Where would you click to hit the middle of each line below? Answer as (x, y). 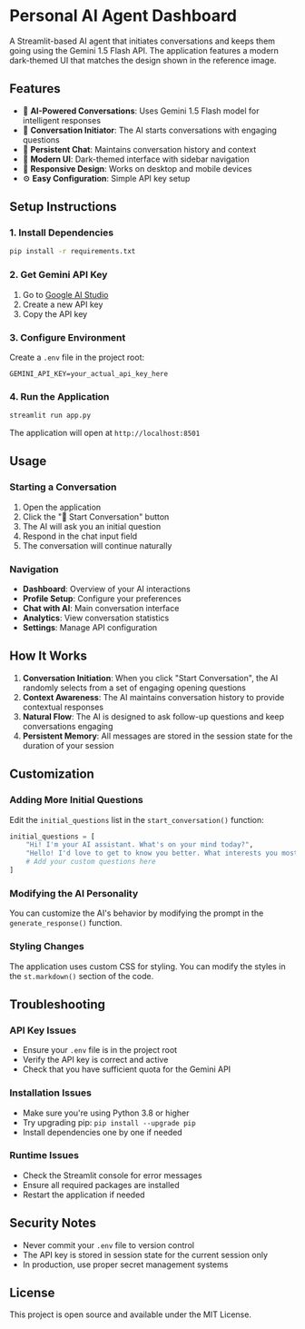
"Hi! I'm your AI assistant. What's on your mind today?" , (140, 845)
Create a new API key (63, 304)
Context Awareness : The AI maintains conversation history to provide (153, 697)
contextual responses (63, 707)
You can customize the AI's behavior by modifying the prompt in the (137, 913)
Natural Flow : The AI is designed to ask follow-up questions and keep (153, 716)
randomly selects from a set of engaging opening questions (134, 688)
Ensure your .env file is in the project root (100, 1050)
